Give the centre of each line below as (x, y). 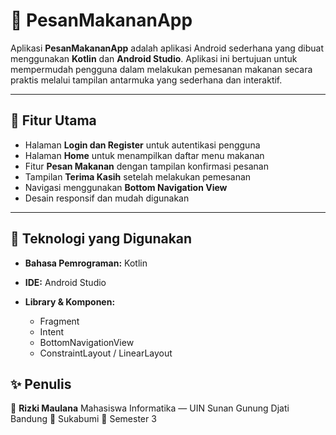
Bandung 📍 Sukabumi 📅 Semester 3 (83, 419)
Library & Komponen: (70, 301)
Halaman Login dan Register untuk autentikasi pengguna (142, 145)
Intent (52, 331)
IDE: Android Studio (65, 282)
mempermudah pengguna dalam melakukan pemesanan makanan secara (161, 69)
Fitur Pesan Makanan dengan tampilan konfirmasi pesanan (146, 166)
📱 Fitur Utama (53, 120)
